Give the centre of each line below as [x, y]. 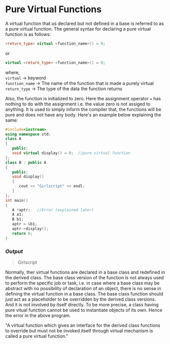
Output [14, 251]
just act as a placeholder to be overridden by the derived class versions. [81, 299]
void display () [28, 177]
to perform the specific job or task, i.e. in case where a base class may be [82, 283]
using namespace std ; [28, 134]
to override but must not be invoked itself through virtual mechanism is [79, 331]
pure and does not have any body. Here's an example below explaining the [83, 114]
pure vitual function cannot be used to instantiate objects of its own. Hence [84, 310]
